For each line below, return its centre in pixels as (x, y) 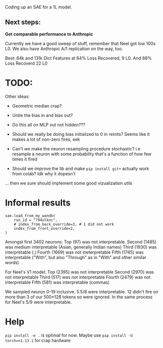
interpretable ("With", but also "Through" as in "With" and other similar (76, 257)
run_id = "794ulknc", (36, 220)
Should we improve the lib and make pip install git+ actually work (81, 168)
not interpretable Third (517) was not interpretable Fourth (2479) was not (78, 277)
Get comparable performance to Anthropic (49, 34)
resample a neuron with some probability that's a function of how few (82, 154)
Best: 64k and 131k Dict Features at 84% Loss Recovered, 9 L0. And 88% (79, 58)
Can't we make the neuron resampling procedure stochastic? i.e (76, 148)
